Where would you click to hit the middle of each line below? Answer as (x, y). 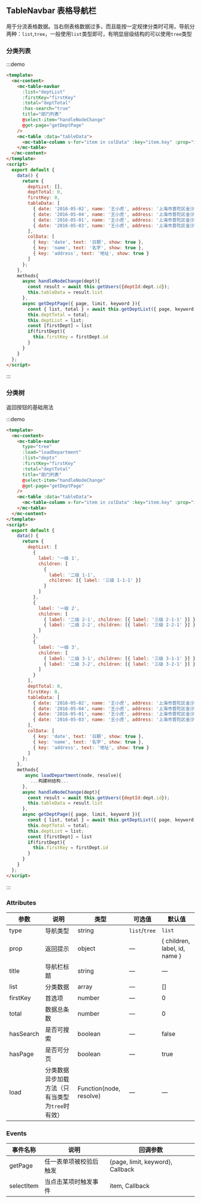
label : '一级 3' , (59, 647)
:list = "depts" (40, 458)
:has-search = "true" (46, 109)
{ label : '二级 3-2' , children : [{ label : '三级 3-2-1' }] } (120, 664)
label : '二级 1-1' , (72, 575)
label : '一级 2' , (59, 608)
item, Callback (130, 1186)
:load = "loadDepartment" (52, 452)
